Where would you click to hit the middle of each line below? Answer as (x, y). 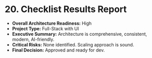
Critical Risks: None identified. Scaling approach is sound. (73, 44)
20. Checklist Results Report (66, 9)
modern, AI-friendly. (33, 39)
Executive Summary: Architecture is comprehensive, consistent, (80, 34)
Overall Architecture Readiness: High (52, 23)
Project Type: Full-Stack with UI (45, 28)
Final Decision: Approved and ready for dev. (58, 50)
